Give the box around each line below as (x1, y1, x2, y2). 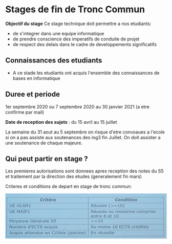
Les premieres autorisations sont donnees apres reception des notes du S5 (5, 168, 164, 174)
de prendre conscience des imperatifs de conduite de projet (12, 36, 140, 42)
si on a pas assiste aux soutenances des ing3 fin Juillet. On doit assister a (5, 134, 161, 140)
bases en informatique (12, 75, 60, 81)
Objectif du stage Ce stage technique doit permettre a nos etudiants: (5, 20, 152, 27)
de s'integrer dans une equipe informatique (12, 30, 104, 36)
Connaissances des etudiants (5, 56, 102, 65)
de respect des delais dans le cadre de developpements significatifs (12, 41, 157, 47)
